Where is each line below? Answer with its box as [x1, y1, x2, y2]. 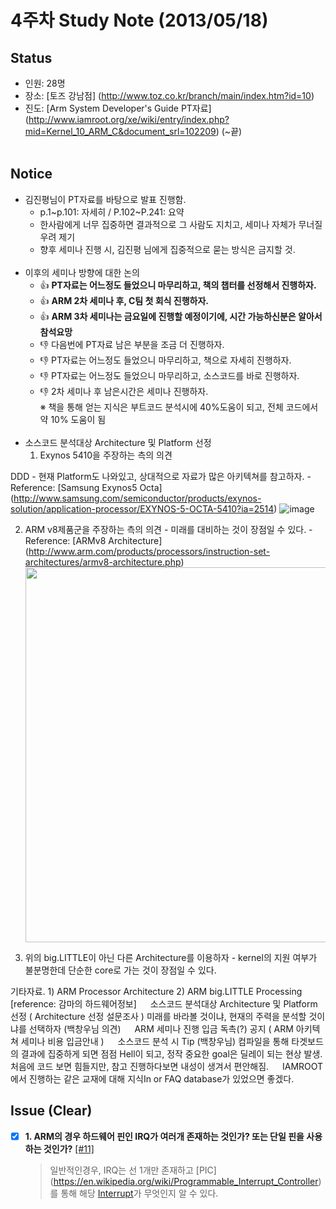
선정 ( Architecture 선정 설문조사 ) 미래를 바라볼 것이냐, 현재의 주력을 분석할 [10, 1010, 307, 1022]
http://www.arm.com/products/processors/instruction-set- [28, 545, 271, 557]
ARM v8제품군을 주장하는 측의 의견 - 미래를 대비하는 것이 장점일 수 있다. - [24, 523, 313, 535]
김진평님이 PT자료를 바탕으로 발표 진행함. [24, 193, 187, 205]
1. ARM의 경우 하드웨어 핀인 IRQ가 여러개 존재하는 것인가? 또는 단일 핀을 [24, 1130, 305, 1142]
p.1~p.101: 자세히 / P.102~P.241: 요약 [39, 206, 185, 218]
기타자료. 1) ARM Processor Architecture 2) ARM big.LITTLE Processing [10, 985, 303, 997]
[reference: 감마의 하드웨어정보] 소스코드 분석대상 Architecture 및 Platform [10, 997, 318, 1010]
